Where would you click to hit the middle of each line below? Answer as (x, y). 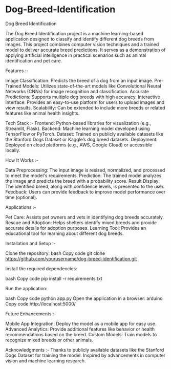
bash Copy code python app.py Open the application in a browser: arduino (84, 298)
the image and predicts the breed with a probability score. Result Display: (83, 181)
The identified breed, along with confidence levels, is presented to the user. (85, 186)
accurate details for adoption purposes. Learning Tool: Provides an (76, 228)
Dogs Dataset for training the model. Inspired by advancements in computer (85, 355)
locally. (13, 150)
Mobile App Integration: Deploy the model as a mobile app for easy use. (81, 323)
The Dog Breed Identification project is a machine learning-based (74, 33)
